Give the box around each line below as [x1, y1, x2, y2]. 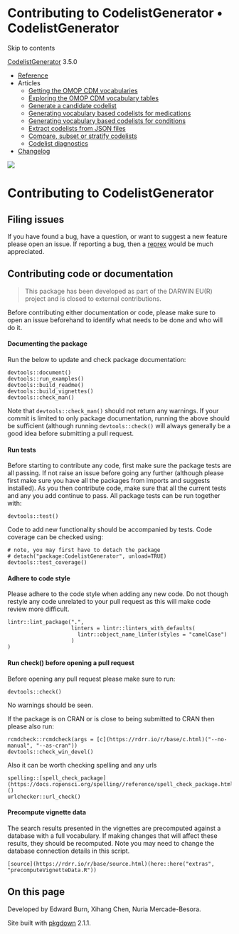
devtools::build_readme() [7, 381, 84, 388]
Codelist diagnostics [28, 139, 89, 147]
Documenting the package [7, 339, 87, 348]
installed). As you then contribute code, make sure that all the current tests [7, 484, 226, 492]
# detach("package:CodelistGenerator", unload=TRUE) [7, 553, 167, 560]
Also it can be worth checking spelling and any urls [7, 760, 157, 769]
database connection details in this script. [7, 847, 130, 855]
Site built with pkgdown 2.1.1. [7, 918, 91, 927]
